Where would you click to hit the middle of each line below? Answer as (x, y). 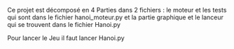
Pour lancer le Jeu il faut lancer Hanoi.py (66, 38)
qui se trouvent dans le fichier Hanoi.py (64, 24)
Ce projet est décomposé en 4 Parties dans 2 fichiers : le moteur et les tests (117, 10)
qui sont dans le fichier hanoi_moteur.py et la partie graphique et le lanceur (116, 17)
